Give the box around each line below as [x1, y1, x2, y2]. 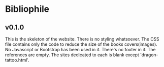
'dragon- [140, 52, 159, 58]
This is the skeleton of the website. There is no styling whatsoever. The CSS [5, 36, 160, 42]
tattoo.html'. [5, 57, 30, 63]
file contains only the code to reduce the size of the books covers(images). [5, 41, 158, 47]
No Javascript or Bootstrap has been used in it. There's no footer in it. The [5, 47, 156, 52]
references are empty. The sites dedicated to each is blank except [5, 52, 139, 58]
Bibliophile [5, 3, 50, 15]
